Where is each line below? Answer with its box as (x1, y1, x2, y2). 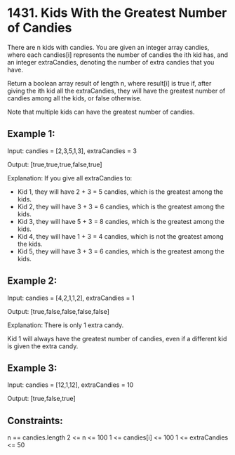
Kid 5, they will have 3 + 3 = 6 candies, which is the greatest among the (17, 247, 224, 256)
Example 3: (7, 362, 58, 374)
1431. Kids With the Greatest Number (7, 5, 227, 21)
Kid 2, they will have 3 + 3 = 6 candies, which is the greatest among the (17, 202, 225, 211)
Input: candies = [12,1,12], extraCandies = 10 (7, 381, 134, 389)
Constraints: (7, 414, 63, 426)
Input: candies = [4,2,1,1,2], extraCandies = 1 (7, 294, 135, 302)
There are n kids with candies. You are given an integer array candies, (7, 43, 210, 51)
